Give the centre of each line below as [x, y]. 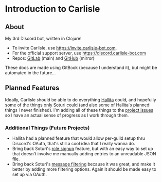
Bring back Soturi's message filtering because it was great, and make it [84, 164]
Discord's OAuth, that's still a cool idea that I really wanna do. [73, 144]
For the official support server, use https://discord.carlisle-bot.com [79, 53]
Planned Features [32, 88]
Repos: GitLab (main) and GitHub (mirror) [53, 58]
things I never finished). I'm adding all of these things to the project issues [79, 110]
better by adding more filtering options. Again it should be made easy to [84, 169]
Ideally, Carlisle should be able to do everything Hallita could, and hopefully [81, 99]
